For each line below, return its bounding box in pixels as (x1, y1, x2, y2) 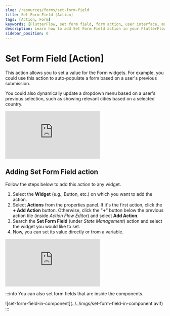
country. (5, 101, 23, 107)
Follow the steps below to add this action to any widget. (5, 181, 121, 187)
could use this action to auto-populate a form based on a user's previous (5, 75, 157, 81)
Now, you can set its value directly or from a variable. (12, 229, 124, 235)
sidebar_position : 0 (5, 31, 49, 36)
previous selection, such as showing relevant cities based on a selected (5, 95, 155, 101)
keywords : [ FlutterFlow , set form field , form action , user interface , (5, 21, 159, 27)
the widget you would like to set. (12, 223, 80, 229)
